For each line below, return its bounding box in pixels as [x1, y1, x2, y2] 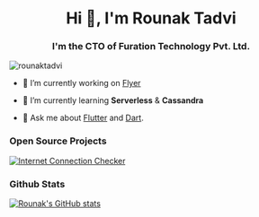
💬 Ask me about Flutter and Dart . [22, 112, 144, 124]
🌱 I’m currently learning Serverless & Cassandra [22, 95, 204, 106]
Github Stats [9, 178, 66, 190]
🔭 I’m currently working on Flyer [22, 78, 141, 89]
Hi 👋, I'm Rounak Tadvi [66, 8, 237, 29]
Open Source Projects [9, 135, 107, 147]
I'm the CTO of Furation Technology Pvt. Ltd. [52, 40, 250, 53]
